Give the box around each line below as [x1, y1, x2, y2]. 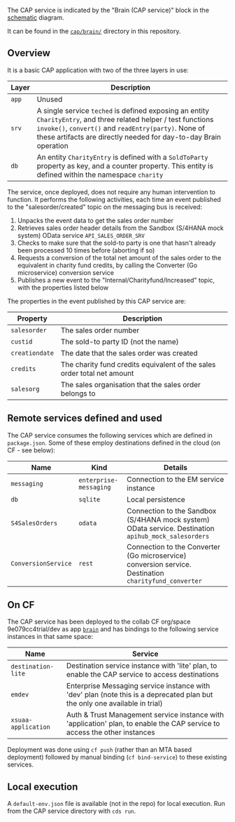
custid [10, 337, 33, 346]
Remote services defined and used [7, 412, 162, 424]
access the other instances [66, 727, 155, 737]
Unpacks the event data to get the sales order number [17, 216, 173, 224]
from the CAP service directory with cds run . [7, 807, 136, 816]
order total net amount [60, 368, 134, 378]
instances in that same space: [7, 633, 93, 641]
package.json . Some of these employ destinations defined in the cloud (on [7, 438, 221, 447]
